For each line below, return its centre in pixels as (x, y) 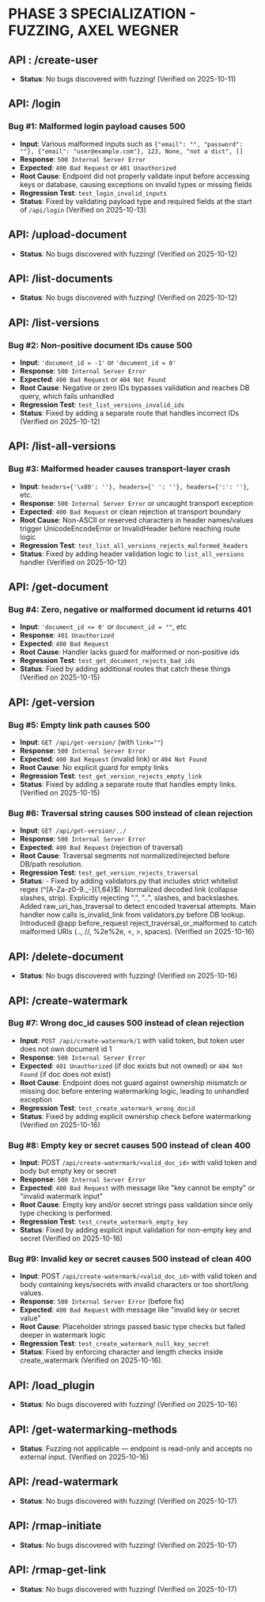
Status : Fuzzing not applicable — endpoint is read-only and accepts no (136, 1449)
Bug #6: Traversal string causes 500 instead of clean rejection (131, 813)
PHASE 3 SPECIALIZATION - (102, 14)
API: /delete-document (66, 956)
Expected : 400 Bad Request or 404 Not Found (93, 379)
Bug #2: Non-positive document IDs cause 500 (100, 345)
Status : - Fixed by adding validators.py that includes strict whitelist (129, 881)
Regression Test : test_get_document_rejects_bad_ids (107, 661)
